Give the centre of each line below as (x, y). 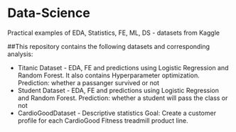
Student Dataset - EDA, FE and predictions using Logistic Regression (118, 90)
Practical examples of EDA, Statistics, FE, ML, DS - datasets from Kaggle (114, 33)
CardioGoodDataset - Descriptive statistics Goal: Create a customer (117, 113)
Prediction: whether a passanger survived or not (88, 82)
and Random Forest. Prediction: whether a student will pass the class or (123, 98)
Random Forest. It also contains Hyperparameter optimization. (109, 75)
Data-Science (49, 13)
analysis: (20, 54)
